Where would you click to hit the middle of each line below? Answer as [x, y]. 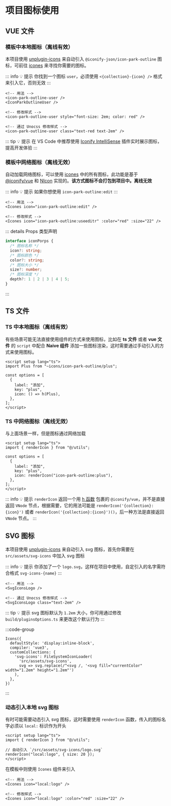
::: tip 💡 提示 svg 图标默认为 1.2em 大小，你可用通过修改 [63, 612]
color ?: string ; [27, 260]
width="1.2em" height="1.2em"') [40, 670]
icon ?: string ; [26, 251]
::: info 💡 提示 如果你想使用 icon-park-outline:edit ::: [62, 192]
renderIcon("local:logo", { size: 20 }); [50, 755]
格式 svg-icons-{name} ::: [36, 573]
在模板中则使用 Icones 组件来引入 [40, 769]
